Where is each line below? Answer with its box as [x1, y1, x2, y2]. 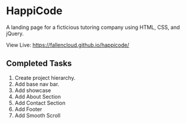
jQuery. [6, 30, 24, 37]
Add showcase [14, 87, 51, 94]
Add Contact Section [14, 99, 66, 106]
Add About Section [14, 93, 61, 100]
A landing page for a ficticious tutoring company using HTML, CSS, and [6, 24, 180, 31]
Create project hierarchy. [14, 74, 76, 81]
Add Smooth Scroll [14, 112, 61, 119]
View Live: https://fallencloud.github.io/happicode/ [6, 41, 130, 48]
